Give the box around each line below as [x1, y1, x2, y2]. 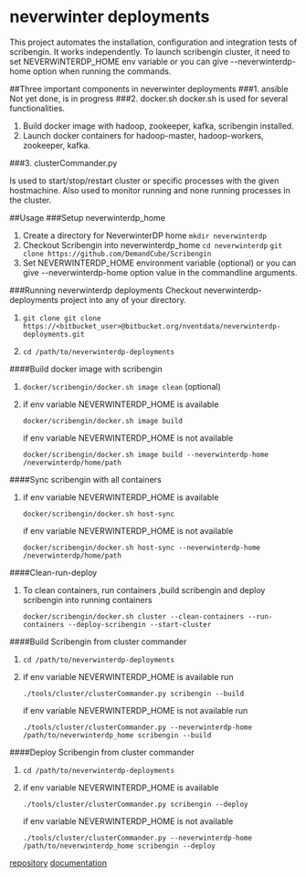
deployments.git [22, 329, 85, 339]
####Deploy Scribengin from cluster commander [9, 746, 195, 757]
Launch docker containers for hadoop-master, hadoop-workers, [22, 130, 264, 141]
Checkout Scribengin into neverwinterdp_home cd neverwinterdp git [22, 239, 283, 250]
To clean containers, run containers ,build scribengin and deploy [22, 584, 266, 595]
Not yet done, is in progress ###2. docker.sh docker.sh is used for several [9, 93, 289, 104]
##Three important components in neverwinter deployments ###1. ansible [9, 83, 290, 94]
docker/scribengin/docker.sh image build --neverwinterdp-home [22, 450, 269, 459]
